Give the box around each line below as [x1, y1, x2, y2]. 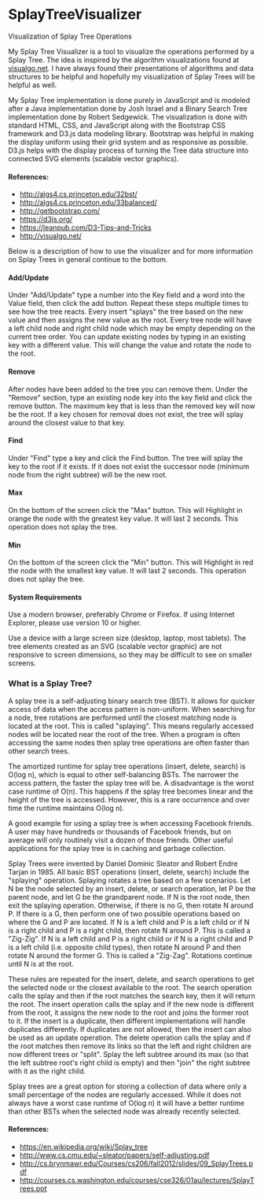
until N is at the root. [8, 959, 74, 968]
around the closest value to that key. [8, 418, 126, 427]
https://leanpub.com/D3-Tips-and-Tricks [19, 223, 152, 233]
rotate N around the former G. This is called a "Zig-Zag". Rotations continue [8, 950, 253, 960]
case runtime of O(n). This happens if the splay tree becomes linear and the [8, 787, 254, 796]
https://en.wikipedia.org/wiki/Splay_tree [19, 1142, 148, 1151]
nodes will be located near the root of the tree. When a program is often [8, 729, 241, 739]
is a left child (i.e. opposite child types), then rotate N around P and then [8, 942, 241, 952]
